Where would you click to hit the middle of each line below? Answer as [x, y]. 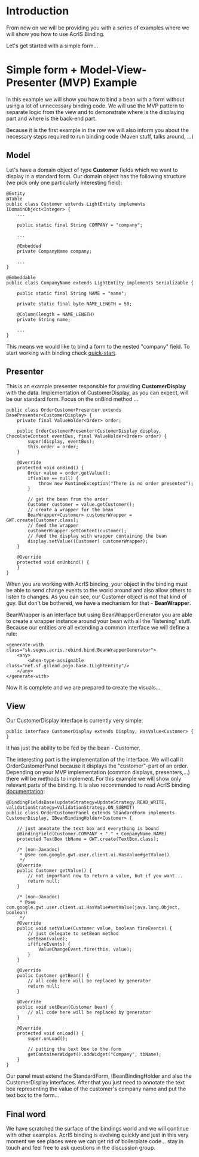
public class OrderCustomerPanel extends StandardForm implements [91, 813]
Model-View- [113, 70]
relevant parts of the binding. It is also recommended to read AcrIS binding [98, 785]
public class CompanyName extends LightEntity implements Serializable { [100, 283]
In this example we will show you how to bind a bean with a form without [95, 99]
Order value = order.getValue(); [69, 473]
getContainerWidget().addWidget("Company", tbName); [95, 1054]
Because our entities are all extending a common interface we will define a [98, 627]
